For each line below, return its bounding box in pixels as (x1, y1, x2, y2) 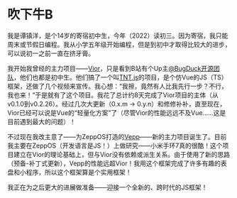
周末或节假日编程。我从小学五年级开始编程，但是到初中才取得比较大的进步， (7, 40, 231, 48)
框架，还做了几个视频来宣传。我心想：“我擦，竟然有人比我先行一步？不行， (7, 82, 228, 90)
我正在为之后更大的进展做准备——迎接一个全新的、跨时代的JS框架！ (7, 182, 208, 192)
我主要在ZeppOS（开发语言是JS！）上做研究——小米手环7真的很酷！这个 (7, 141, 223, 150)
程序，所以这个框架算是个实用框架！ (26, 167, 132, 176)
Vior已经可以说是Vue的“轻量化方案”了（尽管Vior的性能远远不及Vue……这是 (7, 108, 226, 117)
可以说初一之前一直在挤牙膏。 (7, 49, 94, 57)
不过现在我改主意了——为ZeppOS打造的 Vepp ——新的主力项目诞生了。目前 (7, 132, 227, 141)
